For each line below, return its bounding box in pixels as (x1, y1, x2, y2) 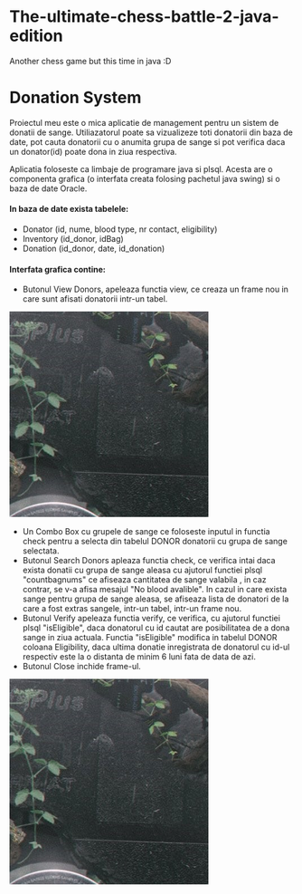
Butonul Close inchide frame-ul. (22, 661, 142, 672)
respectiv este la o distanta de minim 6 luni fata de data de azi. (22, 651, 256, 662)
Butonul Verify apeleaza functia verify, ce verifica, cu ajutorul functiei (22, 613, 280, 624)
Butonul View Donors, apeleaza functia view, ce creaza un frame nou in (22, 284, 289, 295)
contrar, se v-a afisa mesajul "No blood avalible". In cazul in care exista (22, 584, 288, 595)
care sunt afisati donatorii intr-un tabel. (22, 293, 168, 304)
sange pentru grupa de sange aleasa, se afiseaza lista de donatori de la (22, 593, 289, 604)
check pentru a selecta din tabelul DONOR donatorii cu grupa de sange (22, 536, 288, 547)
